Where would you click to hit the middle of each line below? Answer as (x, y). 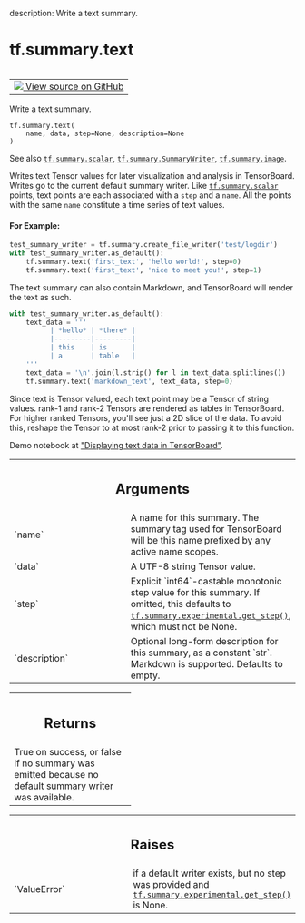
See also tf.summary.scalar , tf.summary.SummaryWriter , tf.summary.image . (148, 158)
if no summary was (54, 763)
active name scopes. (175, 552)
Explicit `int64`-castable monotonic (207, 582)
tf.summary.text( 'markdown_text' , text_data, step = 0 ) (129, 381)
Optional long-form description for (204, 642)
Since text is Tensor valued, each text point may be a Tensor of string (139, 398)
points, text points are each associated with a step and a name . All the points (151, 195)
